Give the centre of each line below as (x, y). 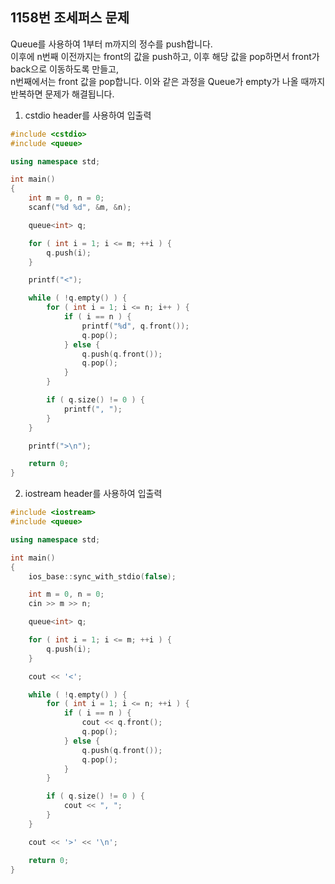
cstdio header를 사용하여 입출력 (88, 115)
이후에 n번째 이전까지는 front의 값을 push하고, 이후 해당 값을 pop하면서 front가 (165, 56)
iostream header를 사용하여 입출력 (93, 494)
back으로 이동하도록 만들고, (64, 69)
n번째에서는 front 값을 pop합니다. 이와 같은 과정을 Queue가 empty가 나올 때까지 (168, 81)
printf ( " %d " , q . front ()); (135, 326)
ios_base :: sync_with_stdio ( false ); (102, 576)
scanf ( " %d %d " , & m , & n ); (80, 208)
